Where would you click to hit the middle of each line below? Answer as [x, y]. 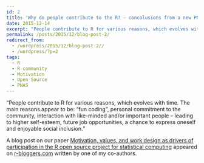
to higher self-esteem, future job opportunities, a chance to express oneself [101, 122]
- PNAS [20, 86]
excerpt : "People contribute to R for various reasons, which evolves [97, 29]
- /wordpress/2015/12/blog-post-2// [58, 46]
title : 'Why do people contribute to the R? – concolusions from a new [99, 18]
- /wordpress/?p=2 [35, 52]
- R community [29, 68]
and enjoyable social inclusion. [45, 129]
